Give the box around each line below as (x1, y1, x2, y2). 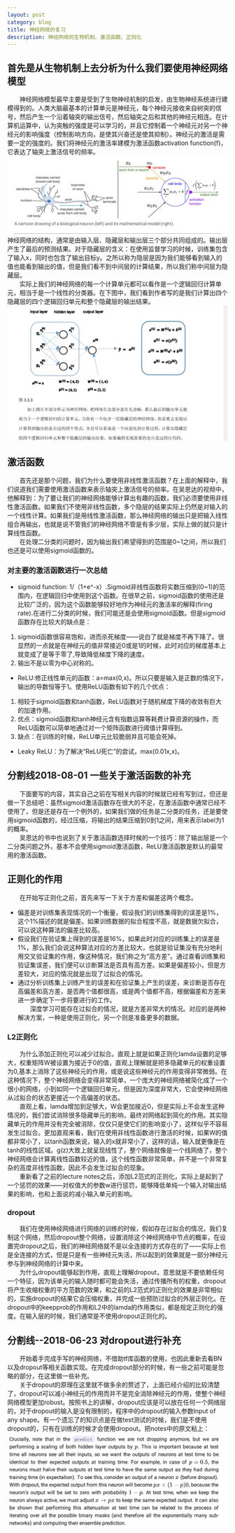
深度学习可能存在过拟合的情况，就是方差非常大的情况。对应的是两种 (29, 1004, 226, 1013)
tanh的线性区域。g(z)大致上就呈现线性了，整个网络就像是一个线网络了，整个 (7, 1146, 228, 1154)
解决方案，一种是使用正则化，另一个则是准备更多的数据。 (17, 1013, 183, 1022)
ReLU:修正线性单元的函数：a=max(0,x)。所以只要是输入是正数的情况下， (17, 673, 227, 682)
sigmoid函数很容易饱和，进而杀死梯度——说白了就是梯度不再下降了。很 (17, 632, 225, 641)
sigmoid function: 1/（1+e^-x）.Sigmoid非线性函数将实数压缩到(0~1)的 (17, 582, 219, 591)
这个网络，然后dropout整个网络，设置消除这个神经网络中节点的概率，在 (13, 1233, 220, 1242)
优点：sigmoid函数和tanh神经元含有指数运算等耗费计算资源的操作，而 (17, 714, 219, 723)
